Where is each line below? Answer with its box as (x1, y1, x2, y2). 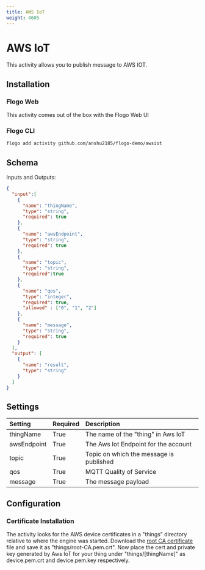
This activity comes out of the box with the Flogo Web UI (6, 111, 149, 119)
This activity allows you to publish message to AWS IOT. (6, 61, 148, 69)
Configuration (6, 498, 61, 509)
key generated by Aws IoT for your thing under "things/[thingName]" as (6, 550, 186, 558)
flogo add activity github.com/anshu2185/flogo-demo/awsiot (6, 140, 163, 147)
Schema (6, 157, 38, 168)
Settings (6, 402, 40, 412)
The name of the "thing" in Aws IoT (85, 430, 185, 438)
